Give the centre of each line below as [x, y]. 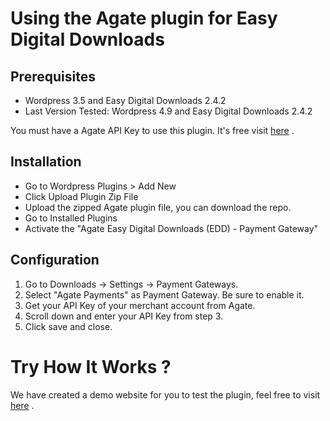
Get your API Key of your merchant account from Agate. [140, 305]
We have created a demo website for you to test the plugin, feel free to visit [165, 394]
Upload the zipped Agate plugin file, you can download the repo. [158, 207]
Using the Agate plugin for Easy [144, 18]
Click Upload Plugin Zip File [81, 196]
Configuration [55, 260]
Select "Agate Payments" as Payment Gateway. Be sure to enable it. [164, 294]
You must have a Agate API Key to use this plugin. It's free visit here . [152, 130]
